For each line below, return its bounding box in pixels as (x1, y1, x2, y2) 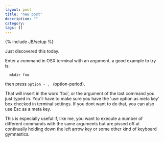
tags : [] (5, 25, 23, 30)
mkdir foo (9, 72, 29, 77)
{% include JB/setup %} (5, 39, 54, 45)
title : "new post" (5, 12, 43, 17)
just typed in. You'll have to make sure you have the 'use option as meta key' (5, 96, 160, 102)
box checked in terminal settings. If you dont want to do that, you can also (5, 101, 155, 107)
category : (5, 21, 25, 26)
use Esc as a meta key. (5, 106, 51, 112)
